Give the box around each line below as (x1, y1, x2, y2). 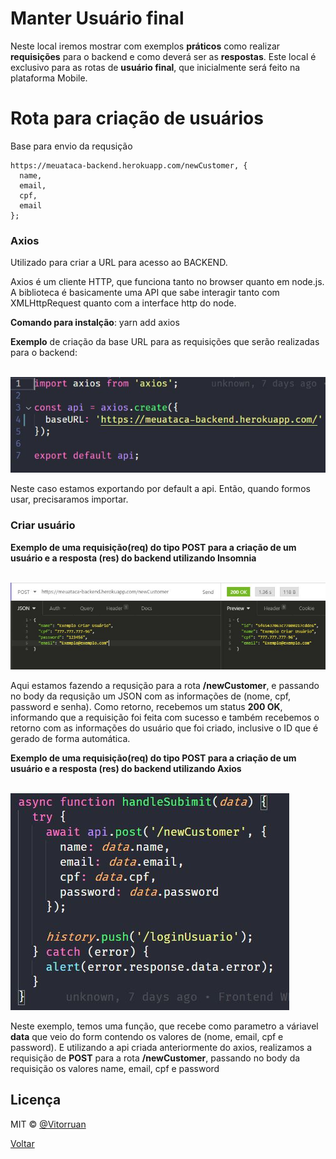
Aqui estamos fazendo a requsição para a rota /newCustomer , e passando (10, 679, 320, 691)
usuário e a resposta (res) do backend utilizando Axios (10, 762, 242, 774)
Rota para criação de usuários (10, 107, 264, 130)
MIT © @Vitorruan (10, 1118, 87, 1130)
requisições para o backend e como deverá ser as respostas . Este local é (10, 50, 317, 62)
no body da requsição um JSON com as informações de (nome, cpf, (10, 690, 292, 702)
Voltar (10, 1137, 35, 1149)
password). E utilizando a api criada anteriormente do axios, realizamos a (10, 1041, 313, 1053)
